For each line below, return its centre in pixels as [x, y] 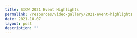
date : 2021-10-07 [23, 19]
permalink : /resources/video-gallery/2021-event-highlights [69, 14]
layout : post [19, 23]
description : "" [22, 28]
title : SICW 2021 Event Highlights [42, 10]
